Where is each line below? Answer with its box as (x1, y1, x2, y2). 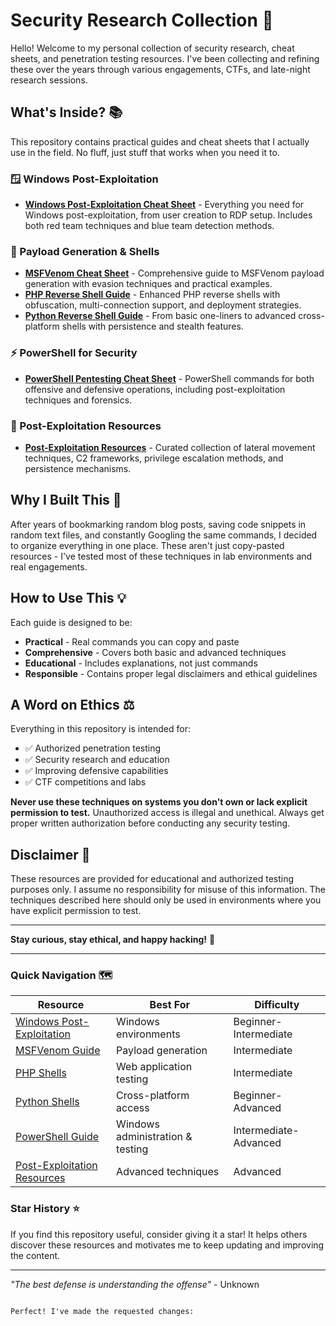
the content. (10, 1249, 61, 1261)
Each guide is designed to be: (10, 616, 133, 628)
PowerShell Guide (15, 1130, 100, 1144)
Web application (116, 1060, 193, 1074)
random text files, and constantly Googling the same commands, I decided (10, 529, 318, 541)
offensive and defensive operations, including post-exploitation (24, 383, 286, 395)
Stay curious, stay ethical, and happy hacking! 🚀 (10, 934, 216, 946)
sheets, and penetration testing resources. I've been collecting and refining (10, 52, 320, 64)
